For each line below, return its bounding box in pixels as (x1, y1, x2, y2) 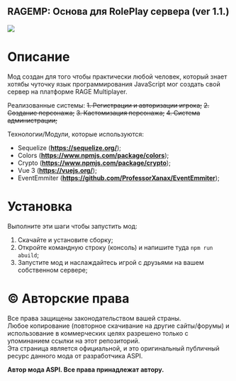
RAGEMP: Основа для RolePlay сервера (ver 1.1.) (7, 6, 230, 18)
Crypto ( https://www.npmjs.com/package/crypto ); (17, 159, 172, 167)
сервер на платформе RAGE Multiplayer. (7, 87, 128, 96)
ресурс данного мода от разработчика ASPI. (7, 351, 143, 360)
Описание (7, 49, 70, 64)
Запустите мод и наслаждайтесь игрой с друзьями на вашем (17, 258, 204, 266)
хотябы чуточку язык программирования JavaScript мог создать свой (7, 79, 221, 88)
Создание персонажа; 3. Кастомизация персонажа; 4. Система (7, 108, 201, 117)
